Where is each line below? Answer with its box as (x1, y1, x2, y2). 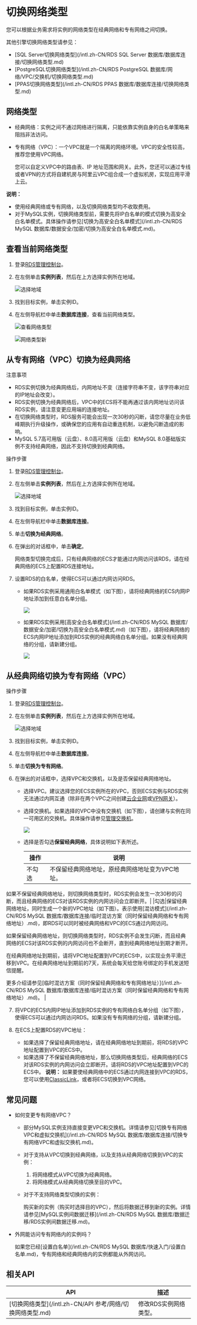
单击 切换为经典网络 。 (14, 531, 66, 538)
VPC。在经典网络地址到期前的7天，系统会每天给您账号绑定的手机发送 (16, 959, 184, 966)
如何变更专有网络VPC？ (14, 1111, 72, 1118)
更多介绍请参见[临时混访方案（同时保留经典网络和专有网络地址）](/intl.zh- (6, 979, 182, 986)
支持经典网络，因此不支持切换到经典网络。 (25, 443, 128, 450)
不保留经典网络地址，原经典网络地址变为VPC (49, 865, 174, 873)
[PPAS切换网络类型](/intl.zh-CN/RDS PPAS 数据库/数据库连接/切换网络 (14, 80, 185, 87)
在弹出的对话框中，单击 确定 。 (14, 543, 87, 550)
